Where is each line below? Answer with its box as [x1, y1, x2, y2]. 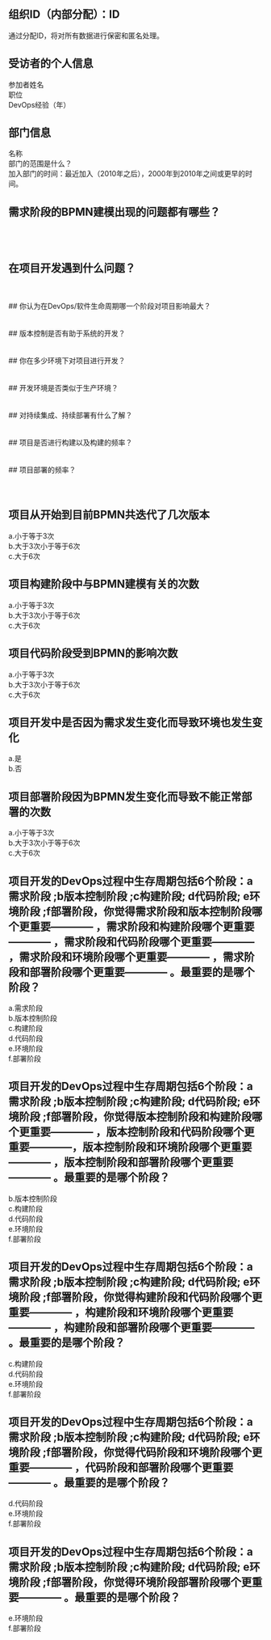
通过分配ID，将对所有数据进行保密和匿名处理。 [8, 31, 164, 40]
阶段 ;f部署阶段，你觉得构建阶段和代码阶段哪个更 [19, 1291, 263, 1304]
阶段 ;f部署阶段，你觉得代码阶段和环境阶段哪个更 [19, 1445, 263, 1459]
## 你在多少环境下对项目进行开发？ [8, 356, 126, 366]
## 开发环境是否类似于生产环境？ [8, 383, 119, 393]
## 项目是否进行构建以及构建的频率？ [8, 437, 133, 447]
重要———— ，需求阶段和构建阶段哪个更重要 [29, 919, 255, 933]
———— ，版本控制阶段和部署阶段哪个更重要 [8, 1156, 234, 1169]
